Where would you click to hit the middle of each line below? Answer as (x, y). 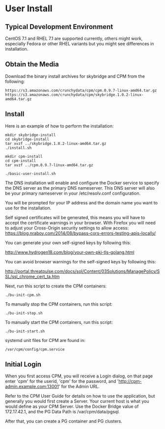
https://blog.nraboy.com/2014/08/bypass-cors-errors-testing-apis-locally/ (81, 233)
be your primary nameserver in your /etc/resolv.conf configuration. (73, 193)
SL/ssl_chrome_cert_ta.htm (32, 276)
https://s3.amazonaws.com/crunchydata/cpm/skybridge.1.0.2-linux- (74, 95)
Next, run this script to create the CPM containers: (56, 286)
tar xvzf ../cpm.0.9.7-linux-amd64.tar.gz (49, 165)
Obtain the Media (32, 64)
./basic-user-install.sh (30, 173)
